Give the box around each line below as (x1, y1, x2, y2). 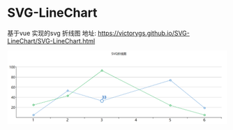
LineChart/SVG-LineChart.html (7, 36, 96, 45)
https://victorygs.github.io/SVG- (97, 29, 190, 37)
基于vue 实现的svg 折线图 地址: (7, 29, 96, 37)
